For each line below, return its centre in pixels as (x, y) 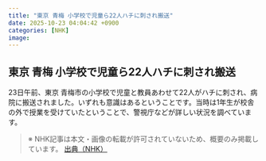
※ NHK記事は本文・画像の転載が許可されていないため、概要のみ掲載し (143, 139)
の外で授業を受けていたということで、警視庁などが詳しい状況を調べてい (127, 113)
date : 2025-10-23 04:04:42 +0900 (64, 23)
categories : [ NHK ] (39, 30)
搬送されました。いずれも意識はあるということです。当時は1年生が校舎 (138, 102)
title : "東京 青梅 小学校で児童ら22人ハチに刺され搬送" (91, 15)
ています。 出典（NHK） (67, 149)
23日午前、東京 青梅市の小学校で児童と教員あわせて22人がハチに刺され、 (129, 93)
